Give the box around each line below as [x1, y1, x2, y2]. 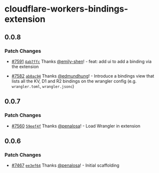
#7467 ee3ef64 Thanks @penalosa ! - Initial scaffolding [11, 162, 119, 168]
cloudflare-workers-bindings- [4, 3, 129, 15]
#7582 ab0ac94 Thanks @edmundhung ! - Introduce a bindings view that [11, 73, 154, 79]
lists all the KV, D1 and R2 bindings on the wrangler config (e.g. [11, 78, 137, 84]
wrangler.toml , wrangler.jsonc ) [11, 83, 74, 89]
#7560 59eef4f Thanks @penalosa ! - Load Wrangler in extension [11, 123, 141, 129]
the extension [11, 63, 39, 69]
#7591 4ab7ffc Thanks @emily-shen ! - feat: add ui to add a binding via [11, 58, 152, 64]
